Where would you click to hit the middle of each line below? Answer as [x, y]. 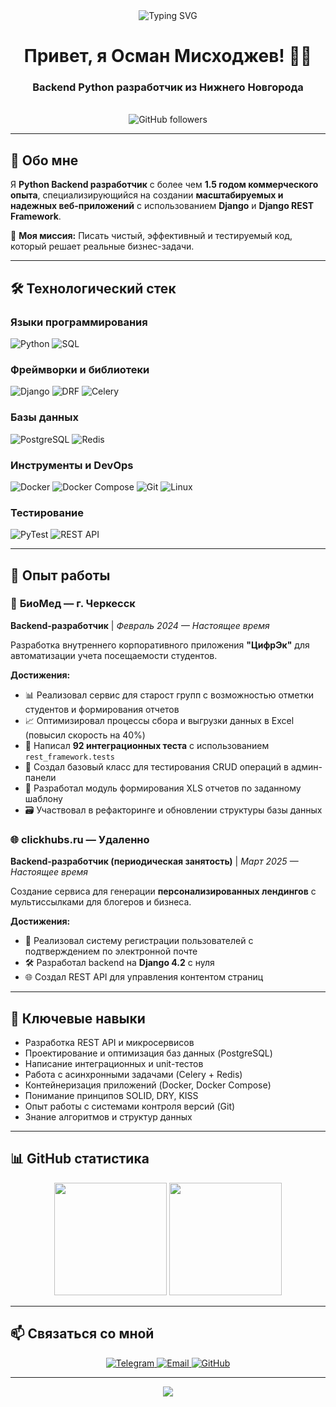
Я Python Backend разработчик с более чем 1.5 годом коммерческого [164, 185]
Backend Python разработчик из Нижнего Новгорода [168, 87]
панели [40, 777]
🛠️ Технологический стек [93, 288]
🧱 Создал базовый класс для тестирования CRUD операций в [156, 766]
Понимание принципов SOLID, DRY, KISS [111, 1095]
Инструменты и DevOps [72, 465]
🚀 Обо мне [44, 160]
